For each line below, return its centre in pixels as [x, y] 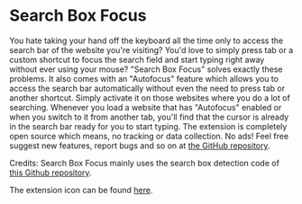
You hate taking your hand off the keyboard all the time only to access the [146, 40]
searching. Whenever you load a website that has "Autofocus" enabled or [146, 107]
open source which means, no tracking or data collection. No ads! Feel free [149, 136]
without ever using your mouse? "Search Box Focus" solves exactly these [146, 69]
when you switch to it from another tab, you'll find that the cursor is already [149, 117]
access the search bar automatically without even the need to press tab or [147, 88]
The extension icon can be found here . [81, 190]
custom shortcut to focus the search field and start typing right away [137, 59]
